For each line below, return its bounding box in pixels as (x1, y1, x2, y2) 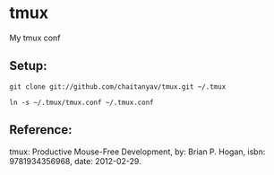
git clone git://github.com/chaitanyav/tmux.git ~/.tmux (9, 82, 227, 92)
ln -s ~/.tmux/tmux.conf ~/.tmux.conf (9, 98, 154, 107)
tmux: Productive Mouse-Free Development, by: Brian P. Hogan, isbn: (9, 146, 266, 157)
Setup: (9, 58, 47, 74)
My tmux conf (9, 32, 61, 43)
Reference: (9, 122, 73, 137)
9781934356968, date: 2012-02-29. (9, 155, 141, 166)
